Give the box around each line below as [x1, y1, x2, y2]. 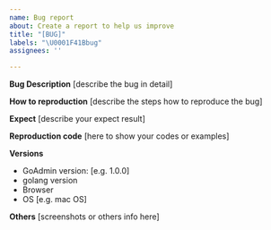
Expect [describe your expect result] [9, 114, 146, 124]
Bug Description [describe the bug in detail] [9, 79, 173, 89]
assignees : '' [9, 47, 63, 55]
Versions [9, 149, 44, 159]
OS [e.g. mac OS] [22, 194, 87, 205]
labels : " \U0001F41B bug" [9, 38, 102, 47]
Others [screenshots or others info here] [9, 211, 160, 222]
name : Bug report [9, 13, 74, 22]
